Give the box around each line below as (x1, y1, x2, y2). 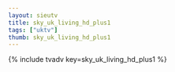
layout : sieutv (8, 11, 58, 20)
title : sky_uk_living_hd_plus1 (8, 19, 111, 27)
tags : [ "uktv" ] (8, 26, 58, 34)
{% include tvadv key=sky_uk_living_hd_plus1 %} (8, 55, 167, 64)
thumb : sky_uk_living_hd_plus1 (8, 33, 111, 41)
